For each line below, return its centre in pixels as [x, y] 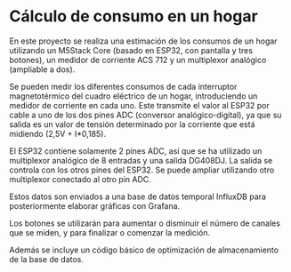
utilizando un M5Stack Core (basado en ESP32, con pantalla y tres [131, 50]
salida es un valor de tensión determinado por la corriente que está [132, 124]
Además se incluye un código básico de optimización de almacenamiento [144, 250]
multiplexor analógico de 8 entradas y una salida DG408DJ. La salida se [141, 160]
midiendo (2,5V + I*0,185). [58, 133]
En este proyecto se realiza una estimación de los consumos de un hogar [143, 41]
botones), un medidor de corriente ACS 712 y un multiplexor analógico [138, 60]
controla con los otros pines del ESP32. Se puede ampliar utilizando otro [142, 170]
